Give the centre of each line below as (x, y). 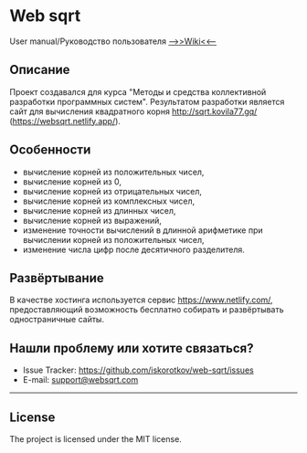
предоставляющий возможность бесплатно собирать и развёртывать (147, 310)
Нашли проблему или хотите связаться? (132, 348)
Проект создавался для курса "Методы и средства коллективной (138, 91)
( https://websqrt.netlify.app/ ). (65, 121)
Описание (40, 70)
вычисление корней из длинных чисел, (99, 210)
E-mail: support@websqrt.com (80, 380)
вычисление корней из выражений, (92, 220)
